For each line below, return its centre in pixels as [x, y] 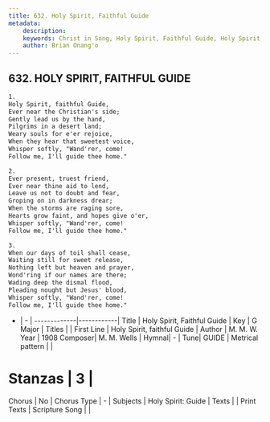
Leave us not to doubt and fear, [64, 194]
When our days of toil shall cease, [70, 253]
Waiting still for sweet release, [66, 260]
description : [45, 31]
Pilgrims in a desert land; [55, 127]
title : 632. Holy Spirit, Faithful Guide [79, 16]
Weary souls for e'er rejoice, [61, 134]
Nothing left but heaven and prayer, [72, 268]
